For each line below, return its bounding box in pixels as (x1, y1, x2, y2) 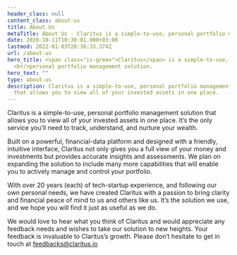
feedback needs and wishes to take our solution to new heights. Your (7, 225, 208, 233)
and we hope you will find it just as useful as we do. (7, 203, 157, 212)
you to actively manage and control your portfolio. (7, 167, 152, 176)
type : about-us (7, 76, 52, 83)
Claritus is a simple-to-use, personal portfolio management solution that (7, 109, 217, 117)
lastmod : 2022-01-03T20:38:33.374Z (7, 43, 112, 50)
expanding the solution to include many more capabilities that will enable (7, 160, 219, 168)
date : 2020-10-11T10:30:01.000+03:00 (7, 37, 119, 44)
